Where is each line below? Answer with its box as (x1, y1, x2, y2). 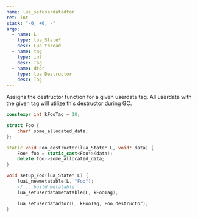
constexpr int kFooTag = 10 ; (6, 112, 80, 118)
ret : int (6, 15, 29, 21)
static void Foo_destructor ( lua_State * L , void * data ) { (6, 145, 154, 151)
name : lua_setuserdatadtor (6, 9, 75, 15)
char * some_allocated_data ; (17, 128, 88, 134)
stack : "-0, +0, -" (6, 20, 56, 26)
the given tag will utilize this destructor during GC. (6, 100, 132, 107)
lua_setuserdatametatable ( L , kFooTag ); (17, 189, 119, 196)
